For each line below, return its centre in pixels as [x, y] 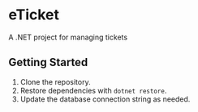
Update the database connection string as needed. [105, 99]
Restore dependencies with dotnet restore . [93, 90]
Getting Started [48, 62]
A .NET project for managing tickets [68, 37]
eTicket [34, 15]
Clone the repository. [55, 81]
